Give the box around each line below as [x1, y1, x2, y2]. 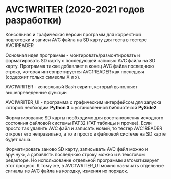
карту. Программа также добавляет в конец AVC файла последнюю [5, 63, 154, 69]
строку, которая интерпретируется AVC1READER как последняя [5, 68, 144, 75]
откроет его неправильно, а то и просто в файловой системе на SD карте [5, 130, 166, 137]
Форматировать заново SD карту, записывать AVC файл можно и [5, 146, 148, 152]
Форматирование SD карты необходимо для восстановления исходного [5, 114, 164, 121]
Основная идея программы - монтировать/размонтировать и [5, 52, 140, 58]
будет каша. [5, 136, 32, 142]
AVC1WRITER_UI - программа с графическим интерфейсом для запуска [5, 99, 162, 105]
